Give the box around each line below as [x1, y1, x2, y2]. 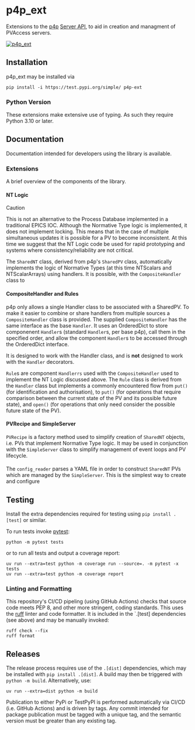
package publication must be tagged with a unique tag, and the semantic [6, 711, 182, 718]
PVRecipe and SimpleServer [6, 420, 76, 428]
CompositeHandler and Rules [6, 290, 79, 297]
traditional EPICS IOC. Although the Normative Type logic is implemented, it [6, 222, 187, 229]
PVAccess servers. [6, 29, 51, 36]
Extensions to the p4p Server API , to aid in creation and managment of [6, 23, 176, 30]
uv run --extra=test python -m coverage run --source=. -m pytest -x [6, 561, 179, 567]
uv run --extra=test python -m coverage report [6, 571, 124, 577]
